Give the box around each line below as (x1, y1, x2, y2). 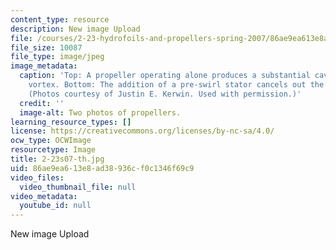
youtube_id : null (19, 201, 92, 211)
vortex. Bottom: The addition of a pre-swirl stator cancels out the (28, 80, 325, 90)
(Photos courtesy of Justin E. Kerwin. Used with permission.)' (28, 89, 302, 99)
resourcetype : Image (10, 145, 97, 155)
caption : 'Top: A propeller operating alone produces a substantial (19, 71, 311, 81)
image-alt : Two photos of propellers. (19, 107, 182, 118)
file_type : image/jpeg (10, 52, 105, 62)
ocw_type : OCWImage (10, 136, 92, 146)
